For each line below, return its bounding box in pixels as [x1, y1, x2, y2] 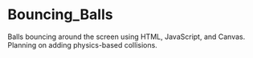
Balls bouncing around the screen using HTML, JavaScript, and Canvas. [7, 32, 246, 41]
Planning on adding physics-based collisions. [7, 40, 157, 49]
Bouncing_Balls [7, 6, 113, 24]
